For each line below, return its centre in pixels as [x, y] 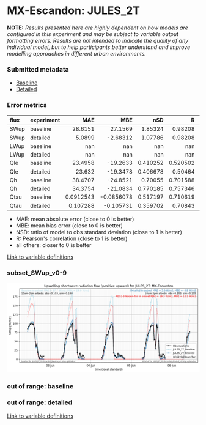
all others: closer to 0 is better [53, 245]
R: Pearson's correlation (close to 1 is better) [72, 238]
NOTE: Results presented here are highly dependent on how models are [97, 28]
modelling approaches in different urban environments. [76, 53]
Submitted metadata [38, 69]
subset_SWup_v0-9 [37, 273]
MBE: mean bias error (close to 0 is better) [69, 226]
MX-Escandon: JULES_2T [73, 11]
